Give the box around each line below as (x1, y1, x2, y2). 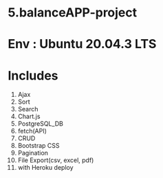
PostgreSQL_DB (17, 120, 64, 128)
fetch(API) (17, 127, 47, 135)
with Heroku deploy (17, 164, 74, 172)
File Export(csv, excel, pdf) (17, 156, 94, 164)
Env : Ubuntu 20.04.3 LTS (8, 36, 157, 52)
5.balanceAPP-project (8, 5, 138, 21)
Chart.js (17, 112, 41, 121)
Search (17, 105, 39, 113)
